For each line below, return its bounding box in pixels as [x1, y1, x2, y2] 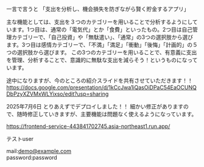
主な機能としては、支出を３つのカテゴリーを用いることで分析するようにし [6, 18, 193, 26]
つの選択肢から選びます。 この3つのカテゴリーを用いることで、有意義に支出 [6, 49, 197, 56]
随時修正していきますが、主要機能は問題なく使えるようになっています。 [16, 110, 197, 118]
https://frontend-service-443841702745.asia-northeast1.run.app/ [6, 123, 171, 130]
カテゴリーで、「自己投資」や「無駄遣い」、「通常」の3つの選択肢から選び [11, 34, 194, 41]
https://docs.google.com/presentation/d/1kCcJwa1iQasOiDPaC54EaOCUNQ [6, 84, 197, 91]
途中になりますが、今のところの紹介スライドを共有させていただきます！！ [6, 77, 193, 84]
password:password [6, 154, 58, 161]
